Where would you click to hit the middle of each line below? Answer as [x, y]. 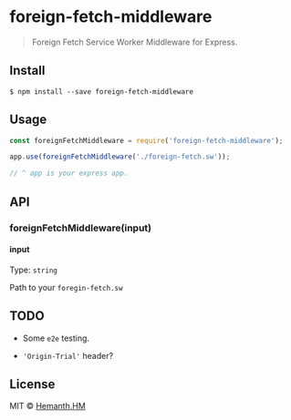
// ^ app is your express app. [69, 174]
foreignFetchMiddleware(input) [81, 228]
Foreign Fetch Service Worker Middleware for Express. [135, 42]
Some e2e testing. [56, 338]
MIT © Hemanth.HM [48, 406]
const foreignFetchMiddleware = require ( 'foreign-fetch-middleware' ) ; [146, 140]
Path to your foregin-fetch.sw [66, 287]
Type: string [33, 270]
